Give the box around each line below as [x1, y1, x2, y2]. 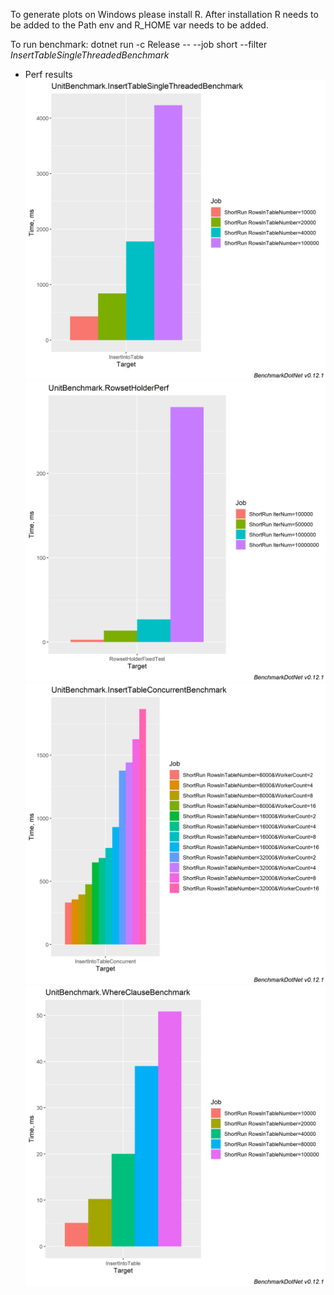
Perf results [24, 69, 73, 80]
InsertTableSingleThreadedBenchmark [10, 49, 170, 61]
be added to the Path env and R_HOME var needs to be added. [10, 19, 269, 31]
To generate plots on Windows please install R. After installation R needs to [10, 9, 319, 20]
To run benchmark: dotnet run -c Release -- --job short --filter [10, 39, 268, 50]
